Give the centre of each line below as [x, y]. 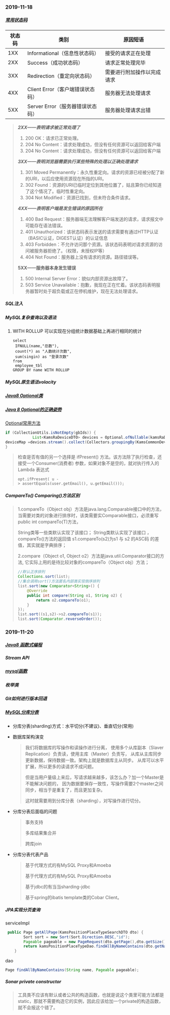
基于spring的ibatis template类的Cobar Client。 [74, 897]
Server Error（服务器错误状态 [62, 106]
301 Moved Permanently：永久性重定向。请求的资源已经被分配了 [93, 172]
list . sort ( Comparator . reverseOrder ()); [60, 619]
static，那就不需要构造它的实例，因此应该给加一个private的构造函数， [90, 1001]
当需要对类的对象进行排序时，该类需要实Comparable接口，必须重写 [88, 516]
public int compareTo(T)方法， [49, 522]
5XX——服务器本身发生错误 [47, 268]
